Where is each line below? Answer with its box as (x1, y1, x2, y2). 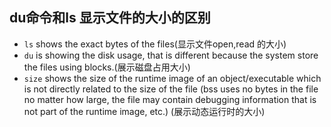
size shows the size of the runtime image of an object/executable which (23, 72, 322, 84)
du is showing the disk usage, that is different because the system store (23, 49, 319, 61)
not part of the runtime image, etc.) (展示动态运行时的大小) (23, 105, 266, 117)
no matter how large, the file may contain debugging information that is (23, 93, 317, 105)
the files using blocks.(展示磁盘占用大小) (23, 61, 191, 73)
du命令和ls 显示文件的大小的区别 (9, 9, 211, 27)
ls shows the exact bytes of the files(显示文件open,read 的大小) (23, 38, 287, 50)
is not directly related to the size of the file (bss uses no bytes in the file (23, 83, 319, 95)
